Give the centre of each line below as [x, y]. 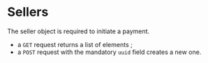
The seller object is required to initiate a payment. [79, 31]
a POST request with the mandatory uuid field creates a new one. [109, 52]
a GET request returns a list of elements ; [75, 44]
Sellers [28, 12]
